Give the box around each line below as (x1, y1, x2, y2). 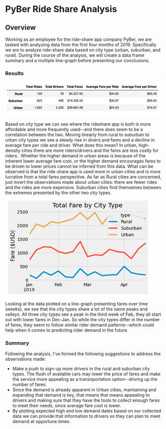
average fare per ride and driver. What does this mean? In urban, (5, 142, 138, 148)
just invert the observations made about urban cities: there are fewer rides (5, 179, 158, 185)
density (5, 147, 21, 153)
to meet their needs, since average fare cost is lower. (12, 402, 121, 408)
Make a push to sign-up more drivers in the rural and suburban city (12, 365, 150, 371)
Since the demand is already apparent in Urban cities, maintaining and (12, 386, 157, 393)
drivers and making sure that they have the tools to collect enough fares (12, 397, 160, 403)
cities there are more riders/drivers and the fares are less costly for (21, 147, 159, 153)
